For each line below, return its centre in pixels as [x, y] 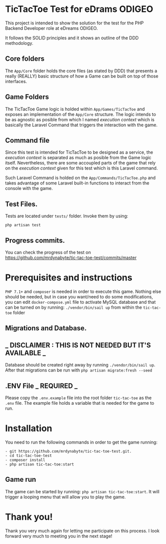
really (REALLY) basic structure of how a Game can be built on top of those [82, 76]
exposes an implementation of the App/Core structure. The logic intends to [81, 114]
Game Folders [27, 97]
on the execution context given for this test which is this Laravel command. [82, 168]
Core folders [25, 59]
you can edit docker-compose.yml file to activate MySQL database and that [81, 302]
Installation [29, 428]
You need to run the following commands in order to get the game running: [81, 442]
